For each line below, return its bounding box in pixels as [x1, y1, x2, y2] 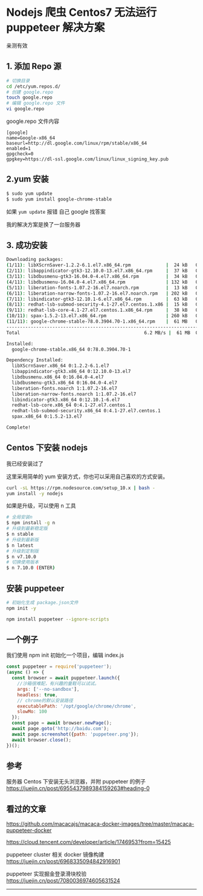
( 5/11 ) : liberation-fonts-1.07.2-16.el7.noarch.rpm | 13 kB [6, 285, 188, 291]
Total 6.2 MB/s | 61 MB [6, 329, 190, 336]
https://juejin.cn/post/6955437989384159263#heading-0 [6, 785, 150, 792]
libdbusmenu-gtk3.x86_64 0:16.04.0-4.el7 [11, 380, 118, 386]
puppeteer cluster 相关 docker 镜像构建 [6, 851, 105, 858]
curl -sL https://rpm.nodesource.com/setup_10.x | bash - [6, 485, 155, 491]
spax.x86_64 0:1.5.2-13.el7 [11, 413, 83, 420]
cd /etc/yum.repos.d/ [6, 83, 61, 90]
